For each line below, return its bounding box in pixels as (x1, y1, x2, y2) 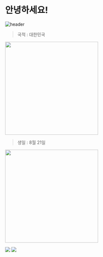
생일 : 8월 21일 (17, 139, 46, 145)
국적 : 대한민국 (17, 31, 46, 37)
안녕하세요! (5, 4, 49, 16)
